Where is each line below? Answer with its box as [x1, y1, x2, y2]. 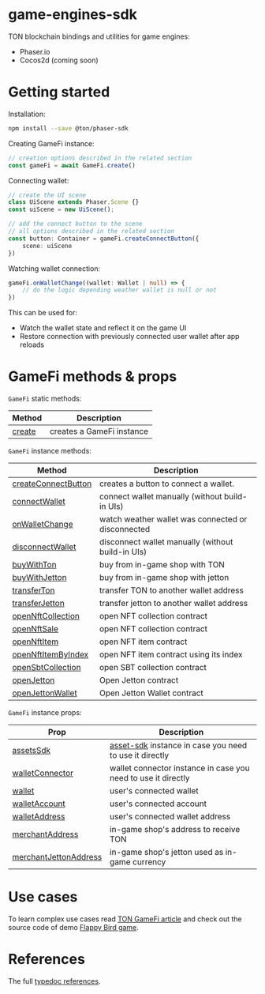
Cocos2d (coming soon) [19, 55, 99, 65]
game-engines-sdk [8, 6, 138, 24]
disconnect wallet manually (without [99, 537, 233, 548]
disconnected [99, 524, 151, 535]
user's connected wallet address [109, 811, 231, 823]
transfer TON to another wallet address [99, 585, 244, 596]
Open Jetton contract [99, 675, 179, 686]
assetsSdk [12, 745, 51, 756]
